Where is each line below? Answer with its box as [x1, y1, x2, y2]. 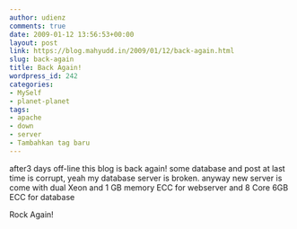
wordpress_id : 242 [9, 72, 78, 81]
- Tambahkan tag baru [9, 138, 91, 147]
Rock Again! [9, 208, 54, 220]
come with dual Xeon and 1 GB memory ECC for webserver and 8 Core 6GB [9, 181, 289, 193]
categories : [9, 80, 54, 89]
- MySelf [9, 88, 42, 97]
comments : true [9, 22, 66, 31]
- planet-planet [9, 96, 70, 106]
